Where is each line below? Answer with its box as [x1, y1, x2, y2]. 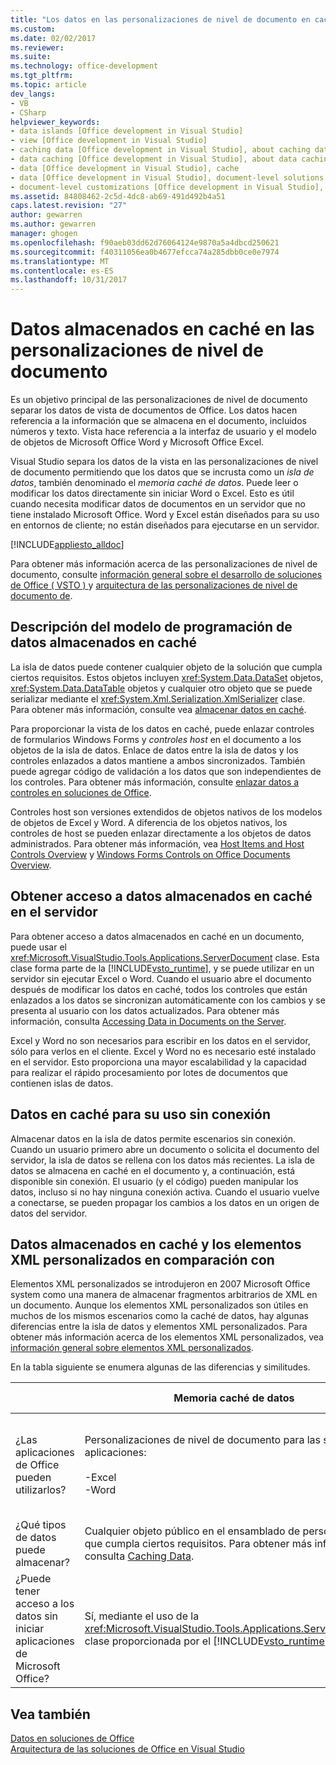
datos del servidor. [10, 1207, 88, 1219]
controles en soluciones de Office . [10, 786, 152, 798]
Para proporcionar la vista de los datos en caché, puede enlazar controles [10, 722, 315, 735]
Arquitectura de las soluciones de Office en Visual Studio [10, 1743, 245, 1755]
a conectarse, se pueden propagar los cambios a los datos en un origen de [10, 1196, 320, 1208]
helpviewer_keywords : [10, 117, 101, 127]
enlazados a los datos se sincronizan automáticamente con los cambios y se [10, 994, 326, 1006]
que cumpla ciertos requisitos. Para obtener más [84, 1537, 313, 1551]
